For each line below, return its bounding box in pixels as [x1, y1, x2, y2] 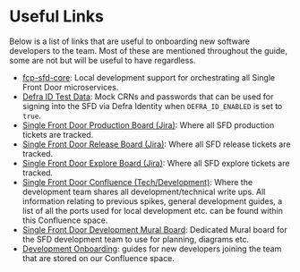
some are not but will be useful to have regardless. [9, 55, 196, 65]
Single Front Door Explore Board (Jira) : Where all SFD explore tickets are [21, 157, 290, 168]
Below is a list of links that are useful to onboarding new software [9, 36, 251, 47]
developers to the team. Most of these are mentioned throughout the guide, [9, 45, 288, 55]
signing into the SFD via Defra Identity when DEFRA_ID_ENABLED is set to [21, 100, 283, 111]
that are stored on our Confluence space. [21, 252, 175, 263]
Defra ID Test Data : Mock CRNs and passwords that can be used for [21, 91, 274, 102]
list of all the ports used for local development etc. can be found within [21, 205, 284, 216]
